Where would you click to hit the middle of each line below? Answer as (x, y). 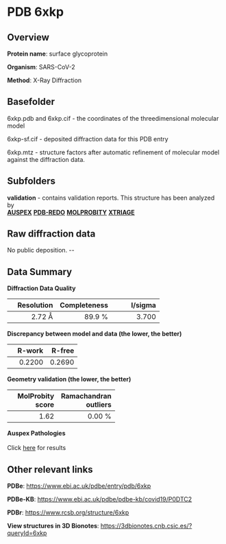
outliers (99, 405)
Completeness (84, 305)
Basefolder (31, 102)
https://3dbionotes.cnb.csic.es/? (146, 526)
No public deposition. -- (41, 250)
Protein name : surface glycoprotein (58, 54)
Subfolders (32, 181)
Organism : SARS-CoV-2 (41, 67)
